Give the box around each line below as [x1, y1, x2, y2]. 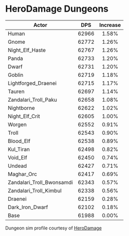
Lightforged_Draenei [8, 79, 57, 86]
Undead [8, 162, 27, 169]
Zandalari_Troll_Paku [8, 96, 57, 103]
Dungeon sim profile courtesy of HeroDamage [5, 225, 102, 231]
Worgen [8, 121, 27, 128]
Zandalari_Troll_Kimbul [8, 187, 62, 194]
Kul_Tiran [8, 145, 30, 153]
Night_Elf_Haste [8, 46, 46, 53]
